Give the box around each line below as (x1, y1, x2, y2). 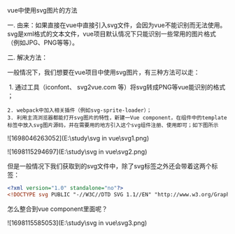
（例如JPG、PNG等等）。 (7, 38, 79, 47)
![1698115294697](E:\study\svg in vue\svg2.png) (7, 147, 148, 156)
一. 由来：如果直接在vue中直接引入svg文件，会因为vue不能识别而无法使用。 (7, 21, 227, 29)
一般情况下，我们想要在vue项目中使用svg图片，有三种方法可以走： (7, 68, 200, 76)
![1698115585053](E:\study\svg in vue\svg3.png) (7, 219, 148, 227)
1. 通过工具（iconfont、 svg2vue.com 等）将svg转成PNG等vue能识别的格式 (8, 83, 226, 91)
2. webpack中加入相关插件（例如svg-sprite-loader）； (7, 107, 152, 114)
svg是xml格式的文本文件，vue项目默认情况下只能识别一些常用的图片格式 (7, 30, 217, 38)
